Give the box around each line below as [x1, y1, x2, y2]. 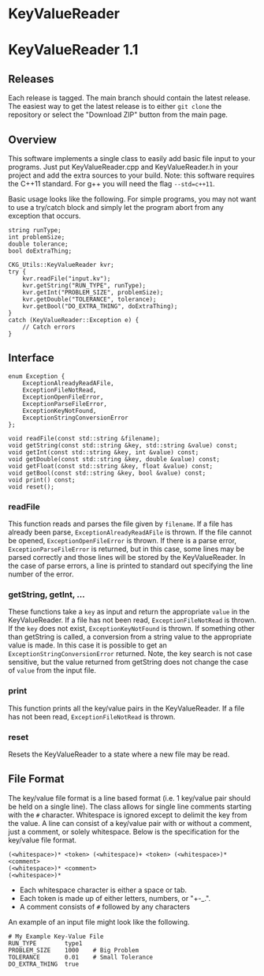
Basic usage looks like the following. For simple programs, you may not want [8, 194, 257, 204]
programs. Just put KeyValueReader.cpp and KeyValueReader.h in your [8, 163, 239, 171]
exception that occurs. [8, 211, 81, 220]
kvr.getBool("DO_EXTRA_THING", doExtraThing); [22, 302, 178, 310]
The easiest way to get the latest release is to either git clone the [8, 102, 222, 111]
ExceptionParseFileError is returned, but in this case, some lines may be [8, 544, 245, 554]
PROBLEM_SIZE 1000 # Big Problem [8, 946, 139, 954]
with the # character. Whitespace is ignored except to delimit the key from [8, 810, 247, 820]
